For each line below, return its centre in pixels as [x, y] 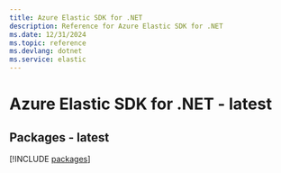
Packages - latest [59, 137]
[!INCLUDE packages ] [50, 159]
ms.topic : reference [48, 43]
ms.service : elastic [48, 59]
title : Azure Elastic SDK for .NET [76, 18]
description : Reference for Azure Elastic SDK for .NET [116, 26]
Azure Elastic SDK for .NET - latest [141, 104]
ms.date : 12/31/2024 [48, 34]
